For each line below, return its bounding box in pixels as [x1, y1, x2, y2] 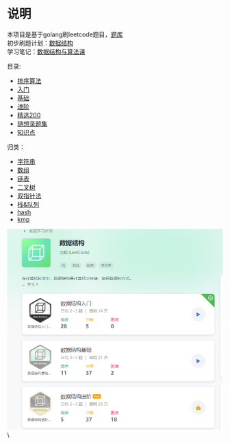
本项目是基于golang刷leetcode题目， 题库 [7, 30, 123, 38]
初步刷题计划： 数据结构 [7, 38, 73, 47]
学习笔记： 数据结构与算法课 [7, 47, 86, 56]
